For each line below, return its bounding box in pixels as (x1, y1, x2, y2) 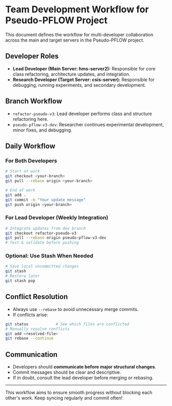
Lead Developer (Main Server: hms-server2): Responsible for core (12, 65, 156, 71)
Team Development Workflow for (5, 4, 149, 15)
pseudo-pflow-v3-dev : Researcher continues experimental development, (12, 121, 164, 127)
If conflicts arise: (12, 311, 49, 318)
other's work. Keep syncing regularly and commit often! (5, 395, 123, 401)
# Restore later (5, 273, 40, 279)
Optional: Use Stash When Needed (5, 252, 94, 260)
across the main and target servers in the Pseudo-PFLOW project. (5, 37, 144, 43)
